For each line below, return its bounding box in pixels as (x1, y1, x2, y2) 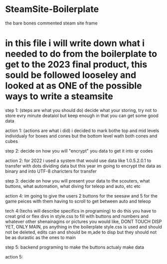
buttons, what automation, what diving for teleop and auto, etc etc (5, 183, 141, 189)
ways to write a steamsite (5, 91, 113, 102)
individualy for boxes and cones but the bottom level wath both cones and (5, 132, 158, 138)
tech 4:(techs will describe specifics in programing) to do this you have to (5, 207, 157, 213)
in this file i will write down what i (5, 37, 145, 49)
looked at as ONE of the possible (5, 80, 142, 91)
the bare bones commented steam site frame (5, 20, 98, 26)
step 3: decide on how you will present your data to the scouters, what (5, 177, 150, 183)
